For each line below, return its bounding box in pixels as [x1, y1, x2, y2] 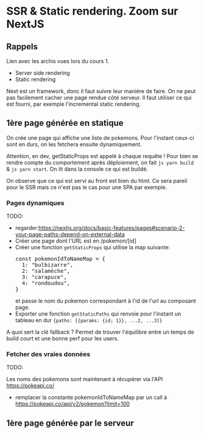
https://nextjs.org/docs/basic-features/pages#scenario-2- [38, 224, 185, 232]
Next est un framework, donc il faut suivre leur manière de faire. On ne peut [6, 88, 196, 95]
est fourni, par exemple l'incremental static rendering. [6, 100, 141, 108]
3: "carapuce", [21, 274, 67, 281]
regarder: [15, 224, 39, 232]
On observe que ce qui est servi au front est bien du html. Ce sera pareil [6, 177, 188, 184]
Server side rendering [15, 69, 70, 77]
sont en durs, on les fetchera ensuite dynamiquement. [6, 140, 142, 148]
